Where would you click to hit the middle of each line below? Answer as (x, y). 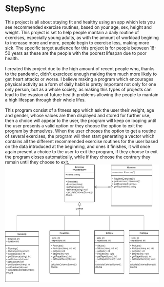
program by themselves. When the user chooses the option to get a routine (81, 131)
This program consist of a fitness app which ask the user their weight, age (80, 110)
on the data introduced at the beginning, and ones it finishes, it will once (78, 146)
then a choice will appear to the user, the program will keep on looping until (81, 121)
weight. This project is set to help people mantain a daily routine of (72, 32)
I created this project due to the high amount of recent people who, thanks (80, 68)
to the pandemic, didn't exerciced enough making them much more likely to (81, 74)
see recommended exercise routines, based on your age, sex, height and (79, 27)
